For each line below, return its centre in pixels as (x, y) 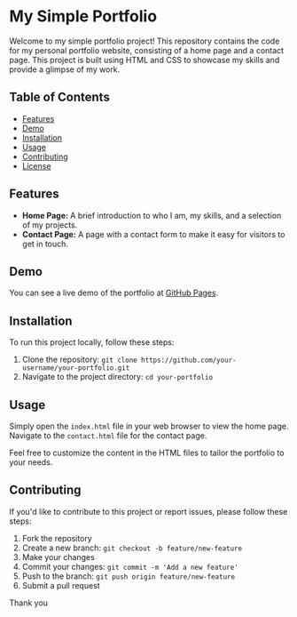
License (36, 165)
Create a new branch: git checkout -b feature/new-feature (132, 548)
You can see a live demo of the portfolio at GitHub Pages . (114, 293)
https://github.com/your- (188, 361)
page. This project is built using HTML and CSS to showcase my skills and (145, 60)
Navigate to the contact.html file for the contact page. (108, 436)
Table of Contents (60, 97)
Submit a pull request (61, 585)
